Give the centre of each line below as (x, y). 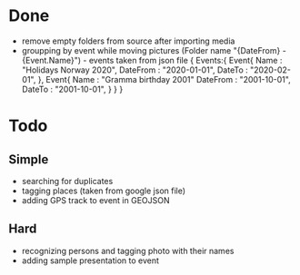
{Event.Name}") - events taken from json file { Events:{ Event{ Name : (152, 60)
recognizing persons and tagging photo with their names (128, 250)
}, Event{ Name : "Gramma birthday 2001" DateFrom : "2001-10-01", (165, 79)
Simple (29, 159)
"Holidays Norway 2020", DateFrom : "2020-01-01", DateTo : (135, 70)
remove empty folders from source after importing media (128, 41)
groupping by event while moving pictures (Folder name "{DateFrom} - (154, 50)
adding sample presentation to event (90, 260)
